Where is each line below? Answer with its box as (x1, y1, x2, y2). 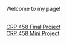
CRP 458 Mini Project (6, 30, 60, 37)
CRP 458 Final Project (6, 24, 61, 30)
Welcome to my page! (6, 5, 61, 12)
